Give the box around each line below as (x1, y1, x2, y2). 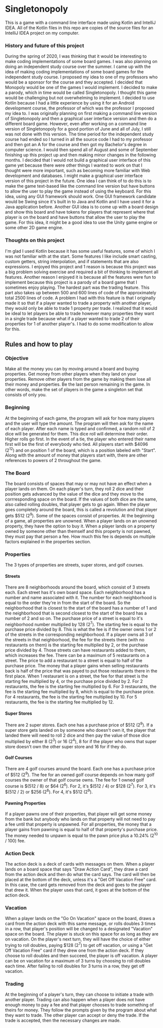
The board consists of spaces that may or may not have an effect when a (5, 481, 152, 487)
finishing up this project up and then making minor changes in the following (5, 152, 156, 158)
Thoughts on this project (5, 237, 65, 244)
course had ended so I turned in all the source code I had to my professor (5, 136, 153, 142)
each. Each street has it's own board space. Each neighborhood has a (5, 589, 145, 595)
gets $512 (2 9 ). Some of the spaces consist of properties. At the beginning (5, 512, 155, 519)
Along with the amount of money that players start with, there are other (5, 452, 147, 458)
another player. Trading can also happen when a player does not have (5, 997, 145, 1003)
